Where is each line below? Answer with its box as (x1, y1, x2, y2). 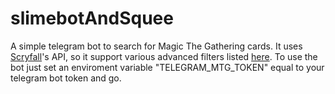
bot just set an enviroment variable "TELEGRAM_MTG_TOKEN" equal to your (10, 61, 325, 73)
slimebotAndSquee (10, 7, 174, 30)
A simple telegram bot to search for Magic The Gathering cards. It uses (10, 40, 303, 52)
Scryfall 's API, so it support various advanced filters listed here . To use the (10, 50, 318, 62)
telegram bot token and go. (10, 72, 122, 84)
